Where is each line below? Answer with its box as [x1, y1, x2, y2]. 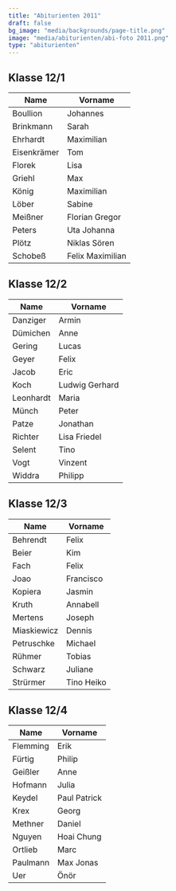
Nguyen [12, 831, 42, 842]
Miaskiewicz [12, 625, 59, 636]
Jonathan [58, 418, 94, 429]
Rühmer [12, 650, 42, 661]
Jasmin [66, 586, 94, 597]
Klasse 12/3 [8, 497, 68, 511]
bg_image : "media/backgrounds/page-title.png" [8, 26, 166, 34]
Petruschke [12, 638, 55, 649]
